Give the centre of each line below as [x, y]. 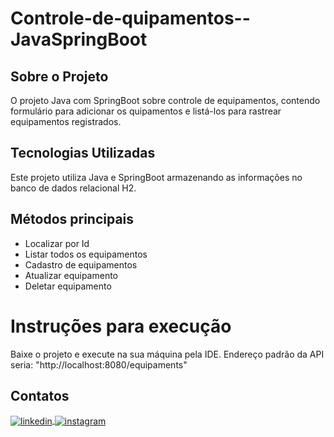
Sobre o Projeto [59, 76]
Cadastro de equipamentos [81, 264]
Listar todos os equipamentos [86, 254]
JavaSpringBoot [79, 39]
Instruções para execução [121, 326]
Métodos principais [72, 219]
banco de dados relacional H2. [73, 188]
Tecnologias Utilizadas [83, 153]
